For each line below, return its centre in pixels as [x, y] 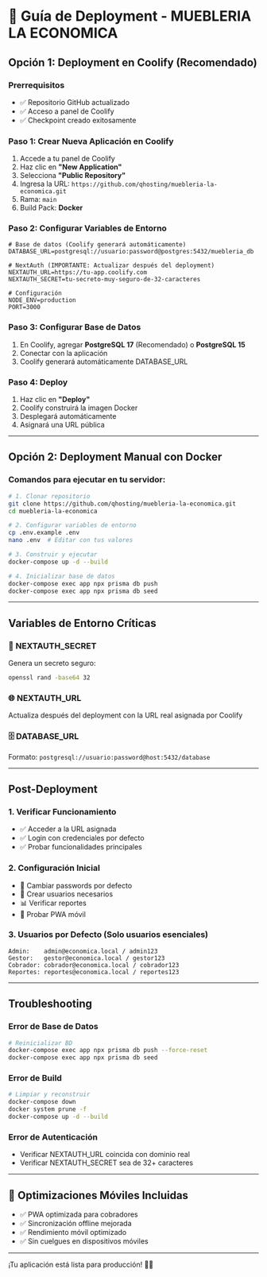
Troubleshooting [50, 1004]
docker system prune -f [48, 1109]
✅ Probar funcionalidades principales [81, 847]
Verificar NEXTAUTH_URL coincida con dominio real [105, 1155]
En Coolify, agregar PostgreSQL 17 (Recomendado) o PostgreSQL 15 [132, 344]
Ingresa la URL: [44, 184]
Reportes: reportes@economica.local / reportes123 [94, 972]
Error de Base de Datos [53, 1027]
